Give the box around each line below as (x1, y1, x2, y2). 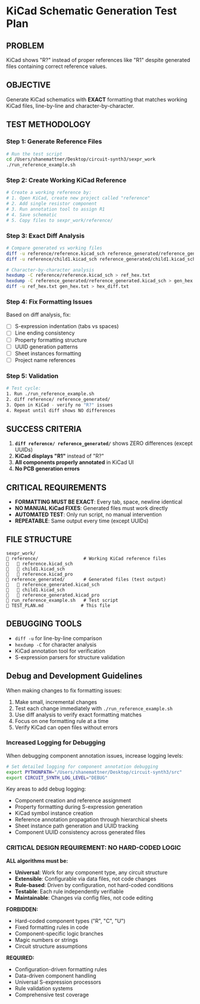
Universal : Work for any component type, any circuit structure (14, 869, 168, 876)
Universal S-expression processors (14, 978, 101, 986)
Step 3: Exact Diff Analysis (6, 231, 85, 240)
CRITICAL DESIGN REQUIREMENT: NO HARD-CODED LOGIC (6, 844, 182, 852)
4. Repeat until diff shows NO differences (6, 407, 116, 413)
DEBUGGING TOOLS (6, 619, 82, 629)
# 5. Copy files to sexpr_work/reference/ (6, 217, 113, 223)
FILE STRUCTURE (6, 535, 73, 545)
